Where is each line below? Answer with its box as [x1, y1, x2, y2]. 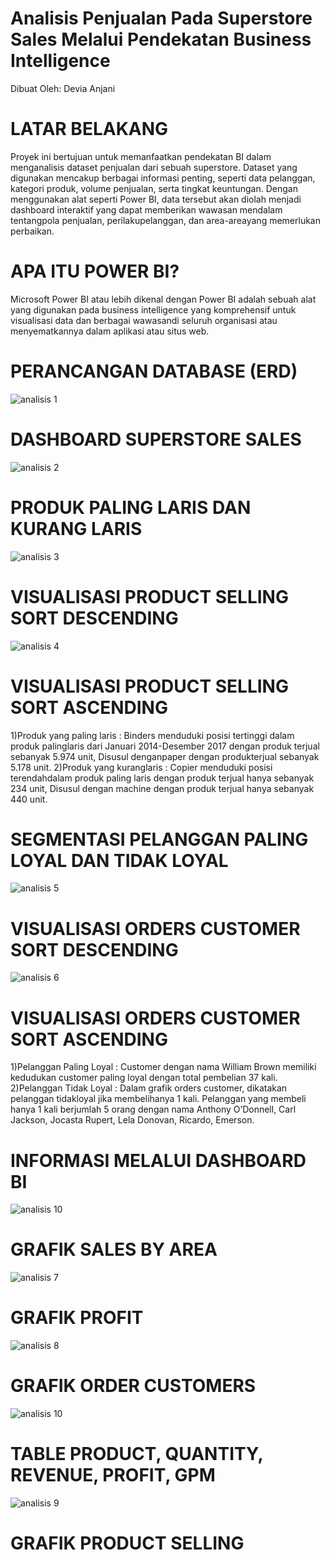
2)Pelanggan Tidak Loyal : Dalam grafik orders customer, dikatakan [10, 1082, 288, 1094]
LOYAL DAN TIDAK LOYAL [10, 849, 229, 872]
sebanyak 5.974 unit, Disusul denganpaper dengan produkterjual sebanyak [10, 750, 320, 762]
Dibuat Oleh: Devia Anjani [10, 82, 116, 94]
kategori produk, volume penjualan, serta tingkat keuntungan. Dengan [10, 182, 298, 194]
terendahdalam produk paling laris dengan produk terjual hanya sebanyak [10, 772, 315, 784]
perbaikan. [10, 225, 55, 237]
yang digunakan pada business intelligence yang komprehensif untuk [10, 303, 297, 316]
